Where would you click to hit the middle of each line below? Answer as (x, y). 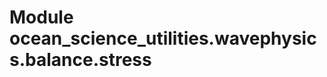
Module (41, 17)
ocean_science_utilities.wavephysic (163, 38)
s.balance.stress (80, 60)
